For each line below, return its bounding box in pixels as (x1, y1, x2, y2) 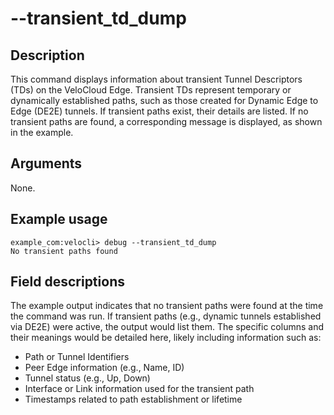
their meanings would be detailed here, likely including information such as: (10, 332, 322, 344)
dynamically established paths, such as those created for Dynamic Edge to (10, 95, 319, 106)
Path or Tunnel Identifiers (24, 351, 130, 363)
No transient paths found (10, 246, 118, 256)
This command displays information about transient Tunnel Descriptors (10, 73, 303, 85)
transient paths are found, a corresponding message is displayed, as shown (10, 116, 323, 127)
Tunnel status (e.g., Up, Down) (24, 372, 151, 384)
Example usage (10, 211, 108, 228)
